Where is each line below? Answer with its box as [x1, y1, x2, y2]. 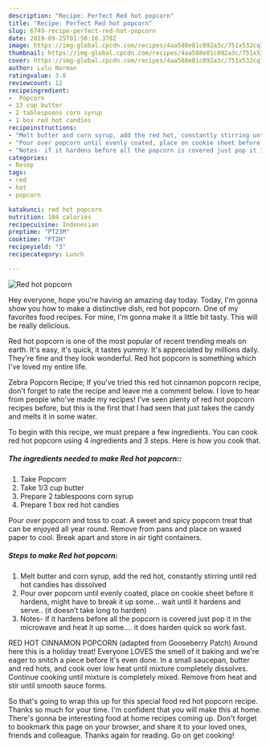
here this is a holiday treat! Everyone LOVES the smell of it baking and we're [8, 646, 260, 656]
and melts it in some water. [8, 411, 98, 421]
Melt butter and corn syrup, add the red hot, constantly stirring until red [19, 571, 257, 581]
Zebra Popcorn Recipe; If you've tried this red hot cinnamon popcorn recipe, [8, 377, 261, 386]
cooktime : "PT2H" [8, 235, 67, 243]
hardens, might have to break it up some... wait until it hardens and [19, 596, 241, 607]
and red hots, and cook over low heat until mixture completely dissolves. [8, 664, 248, 673]
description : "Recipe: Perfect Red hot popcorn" [8, 11, 174, 20]
